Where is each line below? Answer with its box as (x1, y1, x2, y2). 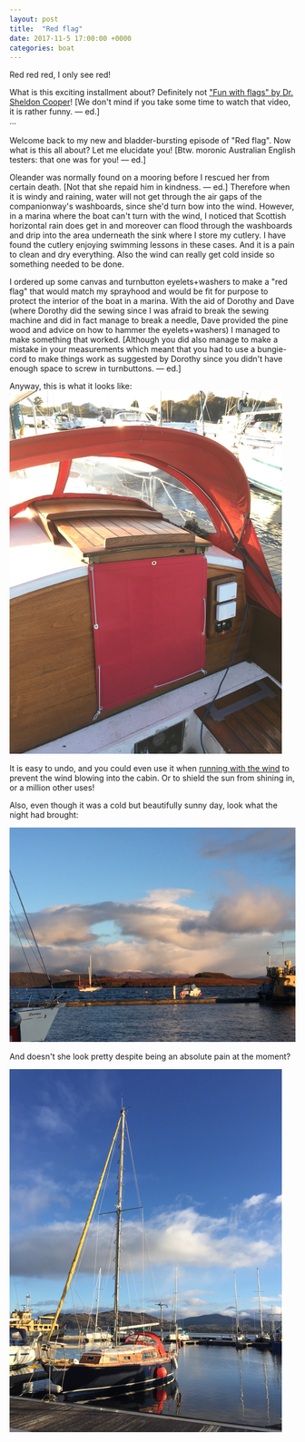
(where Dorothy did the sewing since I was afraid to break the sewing (9, 305, 270, 317)
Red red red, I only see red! (9, 69, 112, 81)
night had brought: (9, 809, 79, 820)
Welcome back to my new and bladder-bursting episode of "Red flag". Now (9, 135, 291, 146)
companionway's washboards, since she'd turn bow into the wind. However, (9, 201, 295, 212)
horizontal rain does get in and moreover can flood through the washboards (9, 221, 293, 231)
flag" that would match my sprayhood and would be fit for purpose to (9, 286, 269, 297)
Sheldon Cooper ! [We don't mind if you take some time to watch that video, (9, 96, 291, 108)
